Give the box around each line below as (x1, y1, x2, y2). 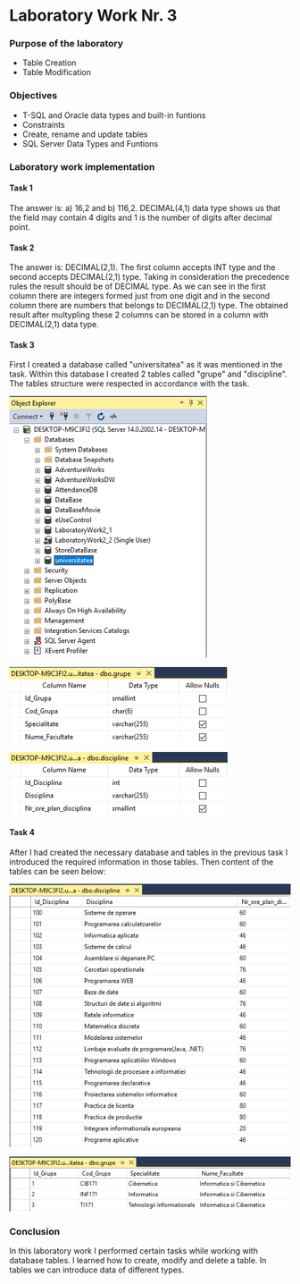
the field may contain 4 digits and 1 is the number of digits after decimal (9, 212, 272, 223)
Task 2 (9, 242, 35, 253)
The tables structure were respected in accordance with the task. (9, 378, 250, 389)
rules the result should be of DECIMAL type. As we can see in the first (9, 281, 266, 291)
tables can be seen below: (9, 866, 106, 876)
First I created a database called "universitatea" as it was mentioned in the (9, 359, 283, 370)
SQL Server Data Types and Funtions (21, 138, 159, 148)
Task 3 (9, 339, 35, 350)
